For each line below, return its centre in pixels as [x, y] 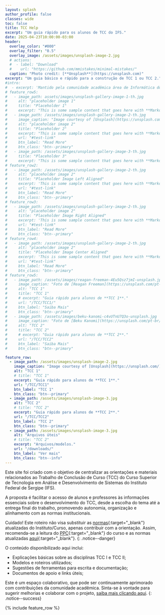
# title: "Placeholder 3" [36, 156]
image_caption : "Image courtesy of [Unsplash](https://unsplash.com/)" [89, 367]
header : [13, 42]
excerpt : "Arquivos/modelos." [45, 444]
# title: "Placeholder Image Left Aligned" [55, 179]
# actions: [21, 60]
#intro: [13, 83]
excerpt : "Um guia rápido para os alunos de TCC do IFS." [66, 32]
